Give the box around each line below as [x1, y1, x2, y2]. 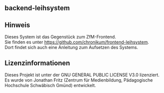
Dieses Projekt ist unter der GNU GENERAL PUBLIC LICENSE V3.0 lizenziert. [4, 72, 160, 78]
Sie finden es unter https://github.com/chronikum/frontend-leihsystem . [4, 39, 149, 45]
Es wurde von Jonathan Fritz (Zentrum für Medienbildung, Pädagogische [4, 77, 153, 83]
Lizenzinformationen [4, 59, 70, 67]
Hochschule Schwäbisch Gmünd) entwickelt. [4, 83, 96, 89]
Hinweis [4, 21, 30, 29]
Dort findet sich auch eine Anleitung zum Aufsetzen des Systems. [4, 45, 139, 50]
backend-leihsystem [4, 4, 70, 12]
